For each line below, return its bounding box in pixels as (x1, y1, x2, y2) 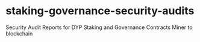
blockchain (5, 30, 33, 37)
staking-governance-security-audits (5, 4, 195, 18)
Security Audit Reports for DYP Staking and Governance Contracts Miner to (5, 24, 193, 31)
